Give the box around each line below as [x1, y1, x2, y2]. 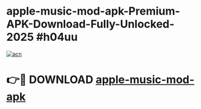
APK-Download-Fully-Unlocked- [6, 17, 175, 31]
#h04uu [36, 30, 78, 44]
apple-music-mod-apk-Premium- [6, 4, 180, 18]
